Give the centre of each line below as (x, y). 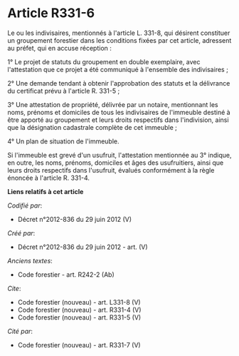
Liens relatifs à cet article (46, 191)
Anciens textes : (30, 260)
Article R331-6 (51, 13)
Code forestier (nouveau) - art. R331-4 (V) (79, 310)
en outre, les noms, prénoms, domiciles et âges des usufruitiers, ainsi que (116, 163)
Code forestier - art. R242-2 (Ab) (66, 274)
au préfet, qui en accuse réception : (60, 48)
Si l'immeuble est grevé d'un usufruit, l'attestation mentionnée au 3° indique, (119, 155)
